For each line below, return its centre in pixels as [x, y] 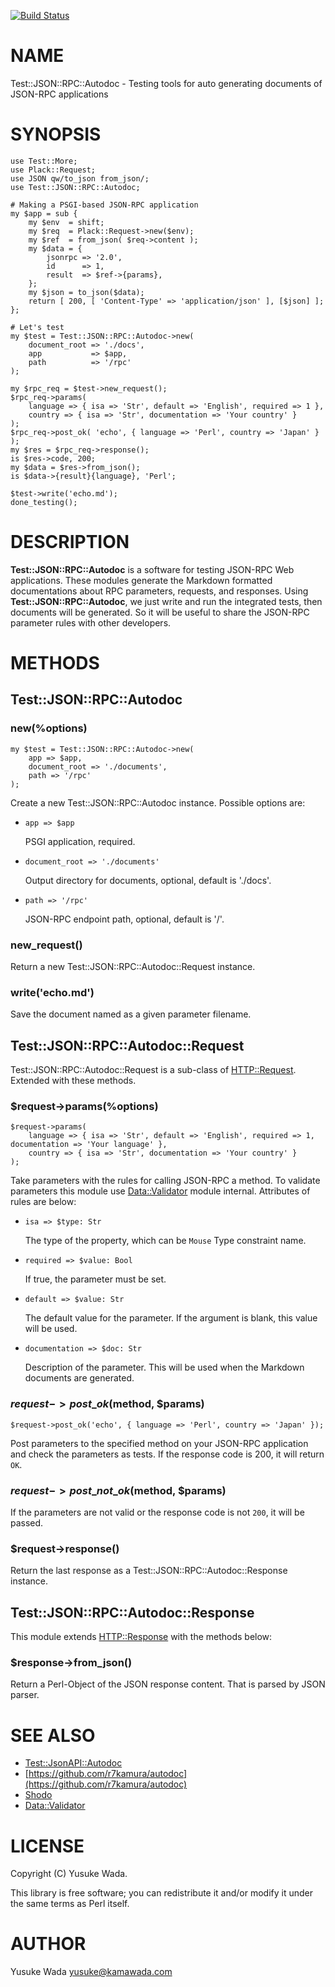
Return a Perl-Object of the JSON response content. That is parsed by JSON [168, 1684]
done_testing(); [44, 502]
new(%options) [49, 728]
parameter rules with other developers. [91, 622]
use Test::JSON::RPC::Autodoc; [75, 187]
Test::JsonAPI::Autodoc [73, 1763]
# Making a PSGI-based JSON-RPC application [104, 205]
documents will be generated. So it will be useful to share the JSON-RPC [160, 612]
